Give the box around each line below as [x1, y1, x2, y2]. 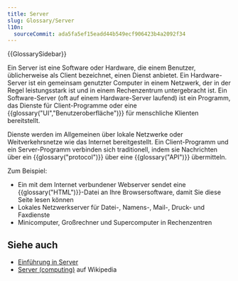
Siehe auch [7, 239, 58, 251]
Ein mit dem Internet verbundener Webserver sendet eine [17, 181, 186, 189]
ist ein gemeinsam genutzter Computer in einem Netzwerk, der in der [28, 79, 231, 88]
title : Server [7, 10, 50, 18]
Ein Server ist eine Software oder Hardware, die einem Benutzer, [7, 63, 196, 72]
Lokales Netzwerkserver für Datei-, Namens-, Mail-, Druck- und [17, 203, 205, 212]
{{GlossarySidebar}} [7, 50, 67, 58]
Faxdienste [17, 211, 50, 219]
